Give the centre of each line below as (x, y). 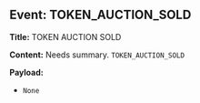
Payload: (26, 72)
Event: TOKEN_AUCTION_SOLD (100, 15)
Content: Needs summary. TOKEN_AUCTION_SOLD (97, 55)
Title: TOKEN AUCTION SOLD (65, 36)
